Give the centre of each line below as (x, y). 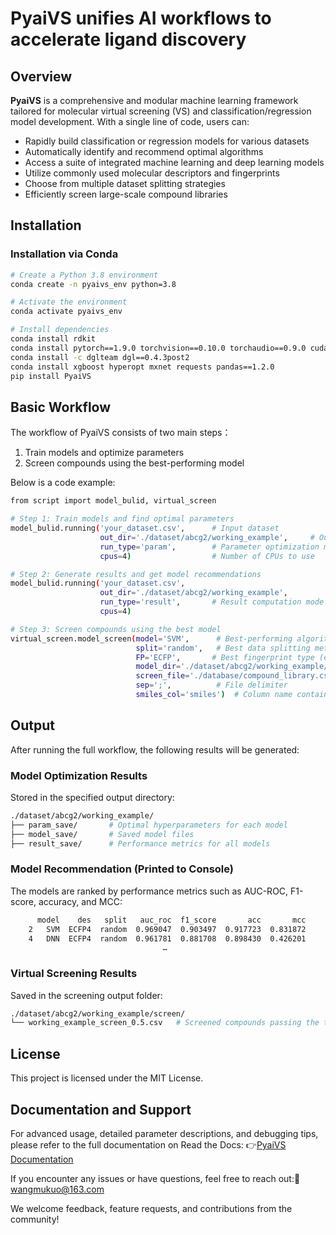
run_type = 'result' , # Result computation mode (212, 602)
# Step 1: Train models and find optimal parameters (122, 519)
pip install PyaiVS (51, 376)
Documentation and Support (101, 1109)
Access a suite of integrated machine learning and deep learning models (174, 162)
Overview (41, 76)
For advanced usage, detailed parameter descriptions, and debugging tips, (164, 1133)
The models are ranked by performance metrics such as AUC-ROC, (149, 891)
